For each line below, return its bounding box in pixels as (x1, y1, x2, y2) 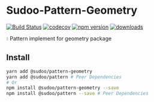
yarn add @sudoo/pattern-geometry (6, 68, 93, 75)
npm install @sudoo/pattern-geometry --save (6, 85, 119, 91)
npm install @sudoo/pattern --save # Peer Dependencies (6, 91, 149, 97)
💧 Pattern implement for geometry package (6, 35, 112, 42)
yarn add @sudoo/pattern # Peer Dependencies (6, 74, 122, 80)
